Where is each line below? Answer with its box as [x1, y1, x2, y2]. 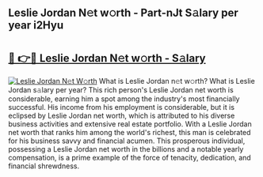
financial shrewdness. [8, 161, 80, 171]
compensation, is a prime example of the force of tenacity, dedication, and [8, 153, 251, 162]
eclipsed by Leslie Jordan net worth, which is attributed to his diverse [8, 111, 235, 120]
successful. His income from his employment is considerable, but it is [8, 103, 235, 111]
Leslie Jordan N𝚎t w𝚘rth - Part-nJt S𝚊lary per [8, 6, 239, 20]
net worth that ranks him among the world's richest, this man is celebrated [8, 128, 251, 137]
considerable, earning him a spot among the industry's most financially [8, 94, 240, 104]
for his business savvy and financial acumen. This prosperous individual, [8, 136, 246, 145]
